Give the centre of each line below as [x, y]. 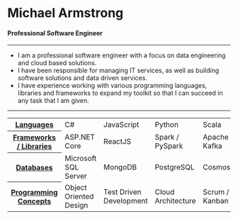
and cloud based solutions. [57, 63]
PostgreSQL [175, 167]
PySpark [169, 146]
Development [126, 201]
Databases [34, 167]
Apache [216, 137]
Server [76, 176]
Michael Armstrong [66, 13]
